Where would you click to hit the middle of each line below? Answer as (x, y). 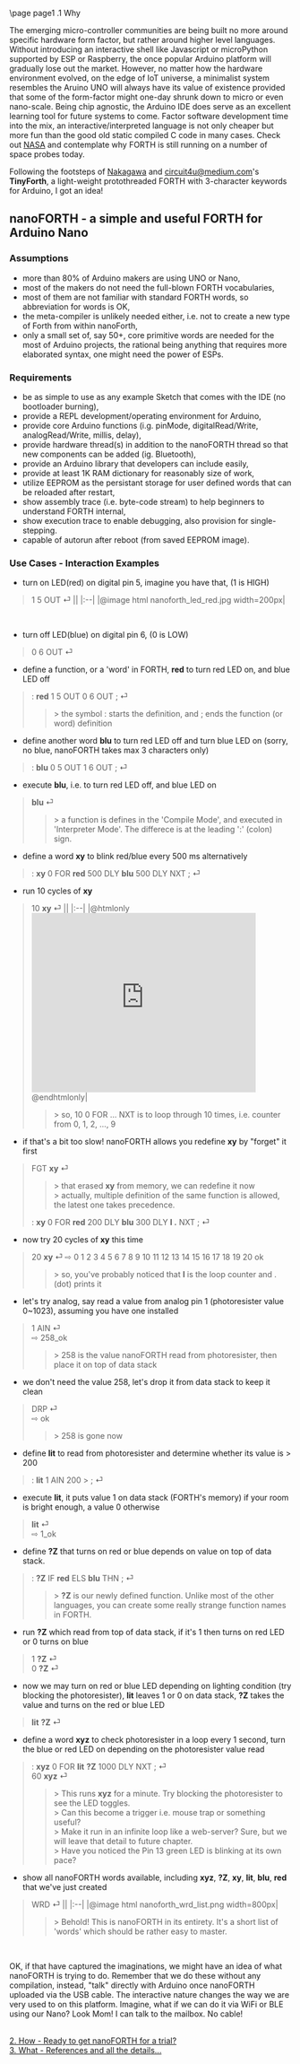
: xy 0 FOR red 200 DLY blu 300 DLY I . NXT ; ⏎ (120, 1223)
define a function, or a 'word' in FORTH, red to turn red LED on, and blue (156, 670)
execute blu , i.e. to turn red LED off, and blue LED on (119, 785)
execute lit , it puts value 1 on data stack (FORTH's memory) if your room (155, 1498)
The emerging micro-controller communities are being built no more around (149, 30)
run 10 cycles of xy (57, 891)
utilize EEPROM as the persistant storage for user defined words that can (157, 483)
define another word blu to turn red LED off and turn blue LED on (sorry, (155, 741)
